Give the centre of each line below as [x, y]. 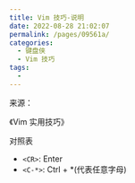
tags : [19, 68]
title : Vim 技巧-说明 [47, 17]
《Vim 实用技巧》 [39, 121]
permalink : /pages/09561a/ [59, 34]
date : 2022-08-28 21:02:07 [59, 26]
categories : [31, 43]
